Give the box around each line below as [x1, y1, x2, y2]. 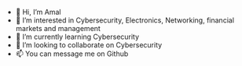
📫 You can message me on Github [15, 49, 129, 58]
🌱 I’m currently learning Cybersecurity [15, 32, 140, 41]
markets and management [15, 24, 101, 33]
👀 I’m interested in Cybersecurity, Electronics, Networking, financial [15, 16, 234, 25]
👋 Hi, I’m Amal [15, 8, 61, 16]
